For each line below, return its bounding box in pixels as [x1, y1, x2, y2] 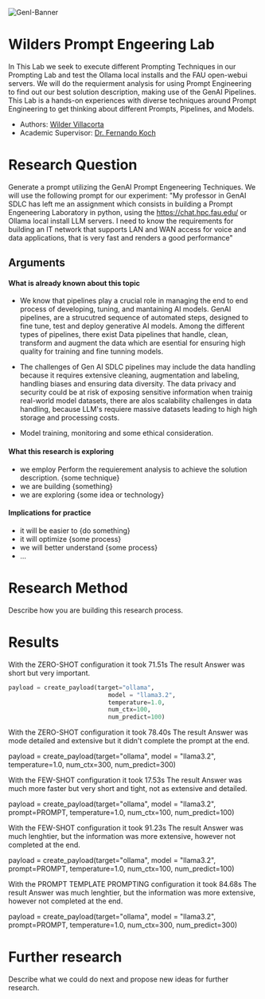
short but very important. [8, 668, 90, 677]
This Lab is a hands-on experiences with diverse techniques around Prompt [8, 96, 257, 105]
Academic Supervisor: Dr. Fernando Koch [19, 127, 157, 137]
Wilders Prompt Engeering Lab [8, 36, 215, 53]
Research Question [8, 156, 138, 174]
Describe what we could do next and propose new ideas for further [8, 974, 229, 984]
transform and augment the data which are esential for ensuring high [19, 339, 246, 348]
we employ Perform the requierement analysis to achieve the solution [19, 464, 248, 474]
